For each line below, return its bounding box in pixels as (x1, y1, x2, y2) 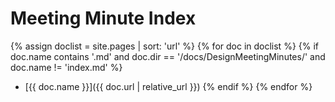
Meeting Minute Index (10, 7, 197, 30)
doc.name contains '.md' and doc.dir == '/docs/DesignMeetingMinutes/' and (10, 50, 326, 62)
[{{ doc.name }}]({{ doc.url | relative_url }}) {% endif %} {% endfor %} (24, 80, 313, 92)
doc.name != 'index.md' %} (10, 61, 123, 73)
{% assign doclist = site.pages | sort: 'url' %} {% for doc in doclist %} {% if (10, 40, 320, 52)
